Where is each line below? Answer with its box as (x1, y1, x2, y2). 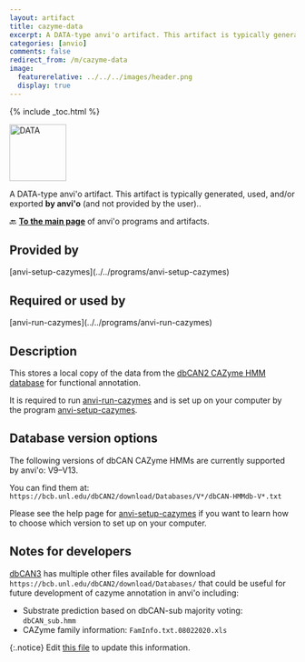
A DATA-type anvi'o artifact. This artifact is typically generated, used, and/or (9, 188, 295, 199)
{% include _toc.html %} (9, 105, 101, 116)
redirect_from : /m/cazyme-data (9, 55, 128, 65)
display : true (17, 81, 71, 90)
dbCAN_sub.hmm (22, 616, 76, 626)
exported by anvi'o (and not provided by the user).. (9, 197, 202, 209)
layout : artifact (9, 13, 75, 23)
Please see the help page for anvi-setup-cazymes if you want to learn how (9, 507, 289, 518)
